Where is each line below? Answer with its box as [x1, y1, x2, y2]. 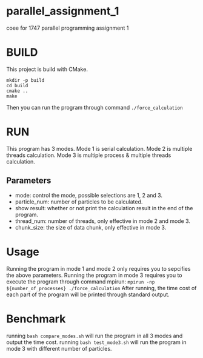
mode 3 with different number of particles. [6, 345, 112, 352]
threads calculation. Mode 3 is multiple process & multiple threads [6, 151, 171, 159]
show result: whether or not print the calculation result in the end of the [15, 204, 193, 211]
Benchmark [6, 312, 66, 325]
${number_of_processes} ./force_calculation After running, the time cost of [6, 284, 197, 291]
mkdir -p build [6, 77, 45, 83]
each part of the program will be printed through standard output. [6, 291, 170, 298]
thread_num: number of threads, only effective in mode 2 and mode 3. [15, 217, 191, 225]
